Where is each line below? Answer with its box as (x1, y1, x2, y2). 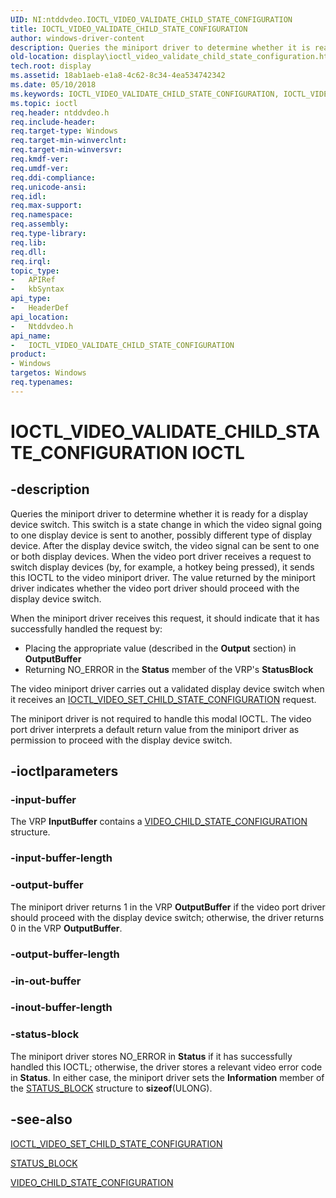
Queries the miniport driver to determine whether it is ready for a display (10, 507, 309, 520)
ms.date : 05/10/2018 (10, 80, 97, 90)
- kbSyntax (10, 284, 65, 295)
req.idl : (10, 191, 47, 201)
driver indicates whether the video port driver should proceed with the (10, 582, 300, 594)
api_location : (10, 312, 70, 322)
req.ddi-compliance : (10, 172, 97, 183)
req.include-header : (10, 117, 97, 127)
